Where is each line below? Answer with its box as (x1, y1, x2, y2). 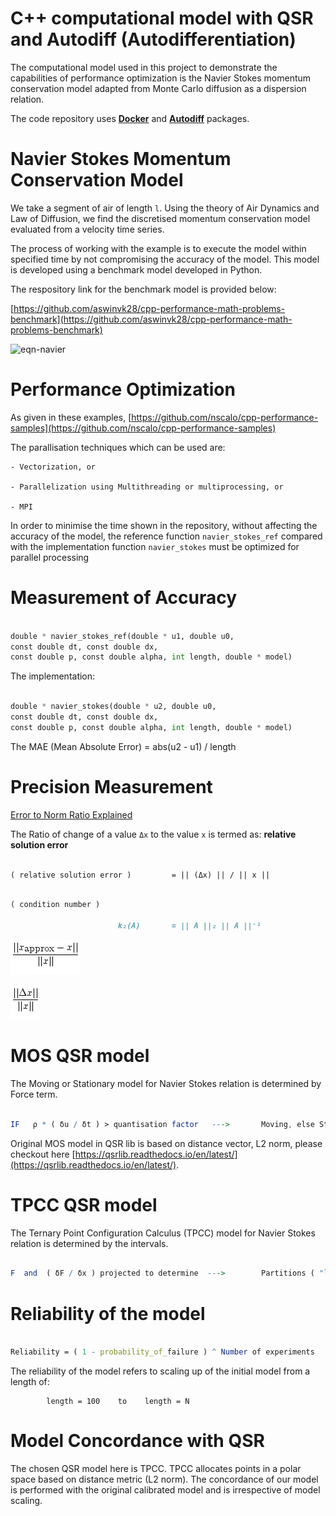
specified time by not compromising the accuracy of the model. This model (10, 253, 320, 265)
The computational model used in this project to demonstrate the (10, 61, 278, 73)
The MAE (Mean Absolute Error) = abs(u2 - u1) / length (10, 740, 237, 752)
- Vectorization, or (10, 462, 97, 472)
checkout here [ (10, 1148, 76, 1160)
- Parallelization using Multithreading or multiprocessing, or (10, 482, 284, 492)
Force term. (10, 1088, 58, 1100)
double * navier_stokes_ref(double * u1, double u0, (10, 631, 235, 641)
